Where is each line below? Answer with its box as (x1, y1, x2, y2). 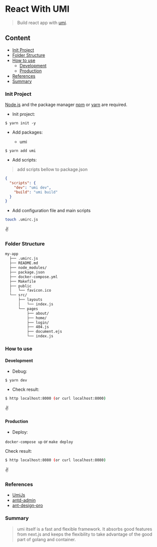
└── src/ (9, 293, 27, 298)
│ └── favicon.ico (9, 288, 51, 293)
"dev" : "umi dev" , (14, 185, 51, 190)
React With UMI (5, 3, 70, 15)
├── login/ (26, 320, 49, 325)
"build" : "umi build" (14, 190, 58, 194)
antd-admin (12, 497, 36, 503)
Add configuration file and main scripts (12, 208, 91, 214)
